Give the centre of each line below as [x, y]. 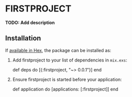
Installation [23, 38]
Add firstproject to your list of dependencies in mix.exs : [70, 60]
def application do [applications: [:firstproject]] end [65, 89]
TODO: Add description [30, 22]
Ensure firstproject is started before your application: [67, 79]
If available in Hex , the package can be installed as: [58, 50]
